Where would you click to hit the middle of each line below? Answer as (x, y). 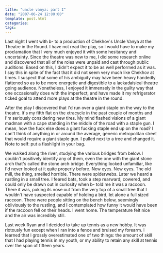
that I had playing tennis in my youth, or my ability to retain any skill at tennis (81, 240)
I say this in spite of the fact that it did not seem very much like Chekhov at (80, 72)
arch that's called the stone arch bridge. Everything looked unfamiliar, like (79, 164)
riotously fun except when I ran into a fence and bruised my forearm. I (75, 230)
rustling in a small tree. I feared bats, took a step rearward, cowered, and (78, 179)
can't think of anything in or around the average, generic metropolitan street (81, 134)
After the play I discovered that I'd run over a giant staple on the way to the (80, 108)
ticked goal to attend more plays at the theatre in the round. (64, 98)
